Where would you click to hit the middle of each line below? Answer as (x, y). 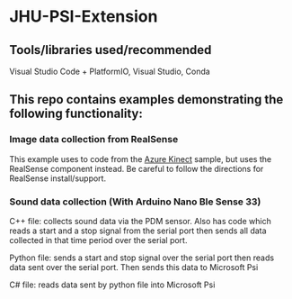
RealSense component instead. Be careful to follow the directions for (137, 168)
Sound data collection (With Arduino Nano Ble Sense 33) (135, 202)
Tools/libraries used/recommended (111, 50)
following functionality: (76, 114)
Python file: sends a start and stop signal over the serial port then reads (142, 258)
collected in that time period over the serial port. (98, 240)
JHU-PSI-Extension (84, 17)
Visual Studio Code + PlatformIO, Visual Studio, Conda (110, 71)
